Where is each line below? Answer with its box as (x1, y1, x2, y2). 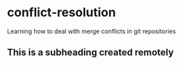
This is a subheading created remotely (7, 47, 174, 58)
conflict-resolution (7, 5, 116, 20)
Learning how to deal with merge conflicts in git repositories (7, 27, 176, 35)
